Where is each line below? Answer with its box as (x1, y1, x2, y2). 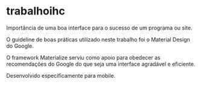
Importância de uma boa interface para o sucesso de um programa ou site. (6, 24, 193, 31)
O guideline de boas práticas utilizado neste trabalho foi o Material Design (6, 36, 190, 43)
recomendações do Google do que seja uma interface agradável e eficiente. (6, 60, 196, 68)
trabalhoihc (6, 4, 65, 18)
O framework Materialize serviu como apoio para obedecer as (6, 54, 161, 61)
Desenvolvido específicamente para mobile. (6, 72, 116, 79)
